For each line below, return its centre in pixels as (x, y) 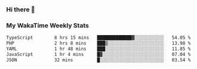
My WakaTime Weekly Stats (48, 25)
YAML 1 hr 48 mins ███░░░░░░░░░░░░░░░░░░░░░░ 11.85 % (98, 49)
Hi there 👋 (21, 10)
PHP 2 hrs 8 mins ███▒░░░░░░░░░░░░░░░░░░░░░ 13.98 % (98, 43)
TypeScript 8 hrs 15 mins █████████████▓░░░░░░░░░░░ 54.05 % (98, 38)
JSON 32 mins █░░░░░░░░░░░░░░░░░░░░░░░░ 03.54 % (98, 60)
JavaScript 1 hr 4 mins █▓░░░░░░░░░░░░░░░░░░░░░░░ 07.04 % (98, 54)
